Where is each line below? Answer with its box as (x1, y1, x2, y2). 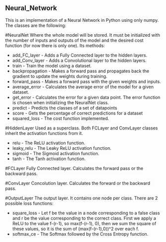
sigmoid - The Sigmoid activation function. (12, 150, 100, 156)
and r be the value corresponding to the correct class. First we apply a (12, 215, 156, 221)
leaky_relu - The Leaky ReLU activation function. (12, 145, 111, 151)
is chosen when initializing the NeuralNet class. (12, 99, 109, 106)
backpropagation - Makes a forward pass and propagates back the (12, 68, 150, 74)
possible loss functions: (5, 200, 54, 206)
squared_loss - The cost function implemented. (12, 115, 110, 121)
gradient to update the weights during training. (12, 73, 108, 79)
